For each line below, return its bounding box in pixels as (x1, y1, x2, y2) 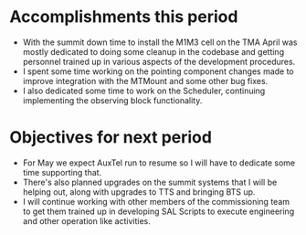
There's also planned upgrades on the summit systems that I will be (22, 176, 278, 187)
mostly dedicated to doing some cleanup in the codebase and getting (22, 46, 285, 57)
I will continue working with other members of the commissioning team (22, 196, 290, 207)
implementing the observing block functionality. (22, 94, 203, 106)
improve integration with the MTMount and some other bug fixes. (22, 75, 269, 86)
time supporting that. (22, 166, 102, 177)
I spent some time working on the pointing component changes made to (22, 66, 294, 77)
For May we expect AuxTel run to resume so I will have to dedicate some (22, 157, 296, 168)
